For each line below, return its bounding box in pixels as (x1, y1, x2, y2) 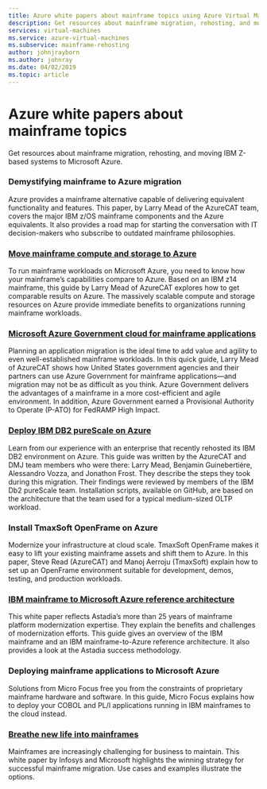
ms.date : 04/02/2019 (8, 64, 77, 72)
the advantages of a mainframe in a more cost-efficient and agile (8, 389, 221, 398)
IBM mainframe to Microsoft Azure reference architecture (8, 594, 235, 605)
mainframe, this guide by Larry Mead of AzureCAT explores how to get (8, 283, 240, 292)
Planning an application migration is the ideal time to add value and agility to (8, 346, 257, 356)
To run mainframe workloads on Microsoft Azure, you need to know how (8, 266, 246, 276)
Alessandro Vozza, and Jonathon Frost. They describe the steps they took (8, 468, 251, 478)
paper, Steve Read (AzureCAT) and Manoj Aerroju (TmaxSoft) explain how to (8, 557, 258, 567)
